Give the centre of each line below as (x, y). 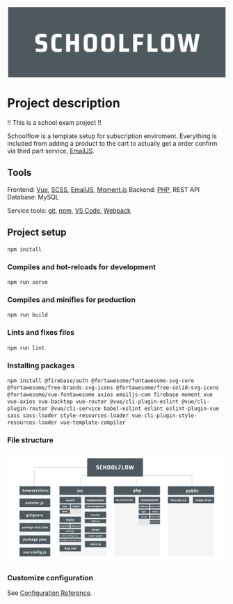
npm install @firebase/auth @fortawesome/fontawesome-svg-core (101, 380)
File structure (30, 440)
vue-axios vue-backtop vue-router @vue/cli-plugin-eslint (93, 401)
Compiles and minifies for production (71, 299)
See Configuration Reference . (50, 593)
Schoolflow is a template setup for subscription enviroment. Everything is (112, 136)
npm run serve (28, 282)
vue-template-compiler (93, 422)
